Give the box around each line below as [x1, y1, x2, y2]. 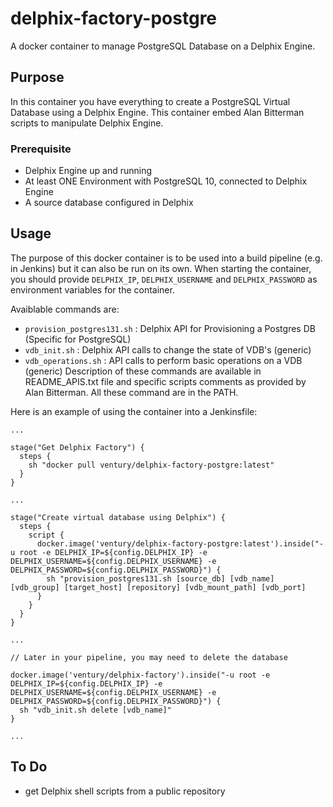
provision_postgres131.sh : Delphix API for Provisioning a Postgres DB [24, 322, 316, 334]
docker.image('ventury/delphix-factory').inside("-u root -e [10, 670, 271, 680]
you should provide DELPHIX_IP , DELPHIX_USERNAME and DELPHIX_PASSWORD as [10, 273, 318, 285]
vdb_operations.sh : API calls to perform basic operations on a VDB [24, 354, 303, 366]
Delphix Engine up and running [24, 165, 153, 177]
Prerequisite [10, 142, 72, 156]
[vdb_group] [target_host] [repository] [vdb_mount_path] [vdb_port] [10, 582, 307, 592]
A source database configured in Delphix [24, 197, 194, 209]
